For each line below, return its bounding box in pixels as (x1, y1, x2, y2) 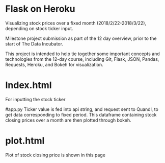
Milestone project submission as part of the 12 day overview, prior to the (5, 35, 157, 41)
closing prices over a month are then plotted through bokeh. (5, 117, 131, 123)
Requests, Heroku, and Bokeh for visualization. (5, 61, 103, 67)
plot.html (5, 135, 45, 147)
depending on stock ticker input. (5, 25, 73, 31)
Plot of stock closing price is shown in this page (5, 152, 106, 158)
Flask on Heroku (5, 3, 75, 15)
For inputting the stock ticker (5, 96, 66, 102)
